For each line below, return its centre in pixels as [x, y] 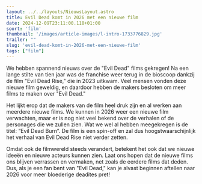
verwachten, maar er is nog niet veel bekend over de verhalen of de [90, 118]
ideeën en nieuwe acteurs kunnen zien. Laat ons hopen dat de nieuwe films [100, 155]
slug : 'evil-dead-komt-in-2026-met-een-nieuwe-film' [74, 46]
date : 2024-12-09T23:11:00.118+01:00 [54, 23]
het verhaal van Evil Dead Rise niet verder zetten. [67, 137]
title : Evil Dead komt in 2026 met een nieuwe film [72, 17]
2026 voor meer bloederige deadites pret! [58, 174]
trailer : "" [21, 40]
